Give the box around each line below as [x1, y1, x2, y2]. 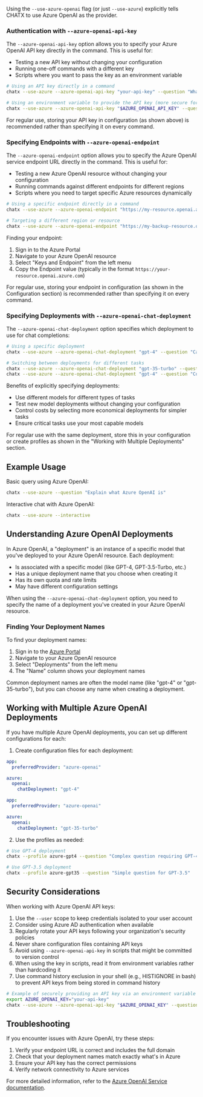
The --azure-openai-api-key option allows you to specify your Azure [6, 41, 177, 48]
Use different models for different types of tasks [14, 394, 135, 401]
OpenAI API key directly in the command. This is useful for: [6, 47, 153, 54]
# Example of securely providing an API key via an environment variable [6, 990, 196, 996]
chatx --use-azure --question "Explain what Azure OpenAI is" [6, 490, 166, 496]
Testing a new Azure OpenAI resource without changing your [14, 170, 167, 178]
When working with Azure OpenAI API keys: [6, 902, 115, 910]
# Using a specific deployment [6, 343, 85, 349]
